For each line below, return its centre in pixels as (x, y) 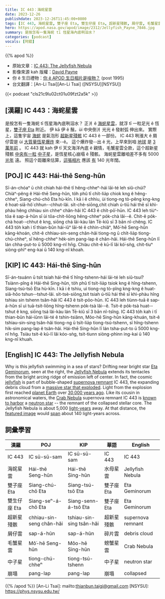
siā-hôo (13, 294)
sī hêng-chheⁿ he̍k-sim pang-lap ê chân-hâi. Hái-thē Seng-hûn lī (94, 239)
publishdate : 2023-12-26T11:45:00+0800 (46, 19)
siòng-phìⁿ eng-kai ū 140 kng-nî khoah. (45, 250)
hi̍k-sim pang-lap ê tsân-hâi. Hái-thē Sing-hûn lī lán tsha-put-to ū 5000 (77, 329)
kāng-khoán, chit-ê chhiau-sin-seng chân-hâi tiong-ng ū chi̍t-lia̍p (71, 233)
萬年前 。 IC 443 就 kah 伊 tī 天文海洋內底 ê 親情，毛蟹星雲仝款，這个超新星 (82, 148)
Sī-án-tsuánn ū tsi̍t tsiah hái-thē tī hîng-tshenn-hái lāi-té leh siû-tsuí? (74, 277)
